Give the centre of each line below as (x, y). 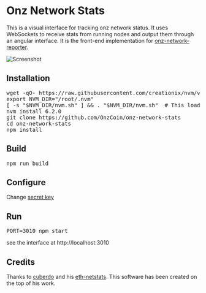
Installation (28, 78)
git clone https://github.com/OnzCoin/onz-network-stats (94, 117)
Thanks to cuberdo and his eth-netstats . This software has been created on (102, 277)
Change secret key (30, 197)
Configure (26, 182)
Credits (21, 262)
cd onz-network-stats (39, 124)
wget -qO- (21, 93)
